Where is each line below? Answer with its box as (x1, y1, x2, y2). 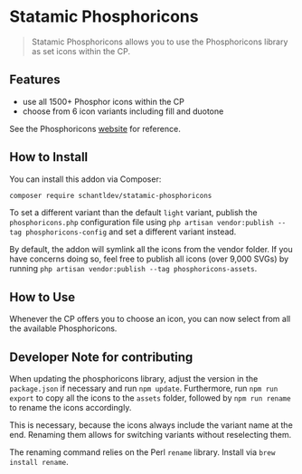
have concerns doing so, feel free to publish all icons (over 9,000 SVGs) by (9, 253, 289, 264)
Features (9, 72, 61, 88)
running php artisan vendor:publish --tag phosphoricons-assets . (9, 263, 258, 274)
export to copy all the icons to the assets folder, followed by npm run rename (9, 393, 291, 403)
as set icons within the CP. (31, 45, 131, 56)
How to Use (9, 289, 76, 305)
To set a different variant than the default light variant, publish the (9, 207, 258, 218)
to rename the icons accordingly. (9, 403, 132, 413)
